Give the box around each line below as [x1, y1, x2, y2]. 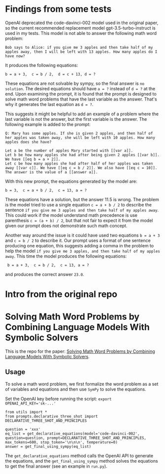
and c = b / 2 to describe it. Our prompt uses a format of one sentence [5, 237, 151, 243]
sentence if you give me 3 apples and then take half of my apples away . [5, 207, 159, 213]
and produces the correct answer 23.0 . [5, 271, 85, 277]
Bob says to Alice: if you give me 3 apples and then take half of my [5, 45, 153, 50]
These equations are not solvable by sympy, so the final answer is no [5, 80, 144, 86]
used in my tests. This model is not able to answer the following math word [5, 30, 157, 36]
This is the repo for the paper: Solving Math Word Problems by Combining [5, 348, 155, 354]
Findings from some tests [5, 3, 112, 15]
